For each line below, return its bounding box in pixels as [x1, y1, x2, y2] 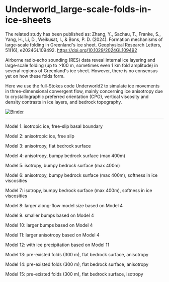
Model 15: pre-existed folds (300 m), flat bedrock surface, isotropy [5, 271, 143, 277]
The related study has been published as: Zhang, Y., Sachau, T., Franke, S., [5, 31, 161, 37]
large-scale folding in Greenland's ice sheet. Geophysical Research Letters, [5, 41, 162, 48]
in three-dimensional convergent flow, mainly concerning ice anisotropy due [5, 88, 163, 94]
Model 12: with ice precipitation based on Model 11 [5, 242, 110, 248]
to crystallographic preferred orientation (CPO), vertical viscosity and [5, 93, 149, 100]
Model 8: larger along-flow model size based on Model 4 [5, 202, 123, 208]
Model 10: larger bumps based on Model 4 [5, 222, 93, 228]
